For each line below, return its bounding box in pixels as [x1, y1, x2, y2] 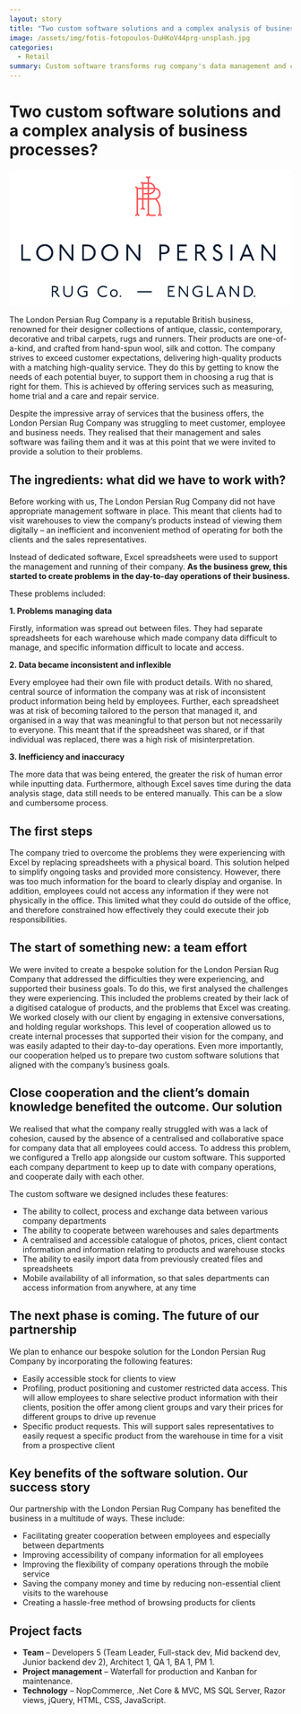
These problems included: [9, 588, 106, 599]
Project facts [9, 1623, 82, 1639]
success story [9, 1480, 91, 1495]
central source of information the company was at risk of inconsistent [9, 687, 266, 698]
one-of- [258, 333, 288, 345]
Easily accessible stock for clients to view [21, 1373, 176, 1384]
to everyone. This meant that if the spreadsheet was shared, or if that [9, 725, 265, 735]
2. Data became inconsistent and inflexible [9, 660, 172, 671]
